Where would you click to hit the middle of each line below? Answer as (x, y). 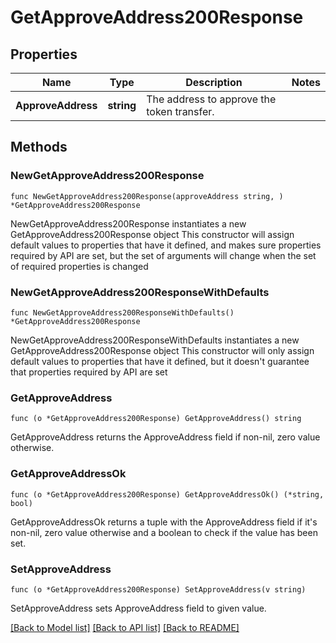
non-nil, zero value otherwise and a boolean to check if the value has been (164, 532)
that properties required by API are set (89, 372)
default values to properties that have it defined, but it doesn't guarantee (160, 361)
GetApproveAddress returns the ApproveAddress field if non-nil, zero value (165, 437)
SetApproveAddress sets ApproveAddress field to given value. (138, 608)
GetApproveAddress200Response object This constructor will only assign (162, 350)
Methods (39, 147)
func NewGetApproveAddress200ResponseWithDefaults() (122, 312)
